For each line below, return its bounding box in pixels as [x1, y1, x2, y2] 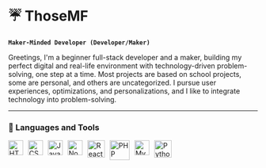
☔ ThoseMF [8, 7, 89, 25]
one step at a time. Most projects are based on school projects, [35, 69, 241, 78]
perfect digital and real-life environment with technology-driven [8, 61, 215, 71]
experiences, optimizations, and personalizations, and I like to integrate [8, 86, 241, 96]
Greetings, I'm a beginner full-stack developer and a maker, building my [8, 52, 242, 62]
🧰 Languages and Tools [8, 121, 100, 132]
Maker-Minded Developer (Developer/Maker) [8, 38, 150, 47]
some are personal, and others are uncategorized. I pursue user [8, 78, 216, 87]
